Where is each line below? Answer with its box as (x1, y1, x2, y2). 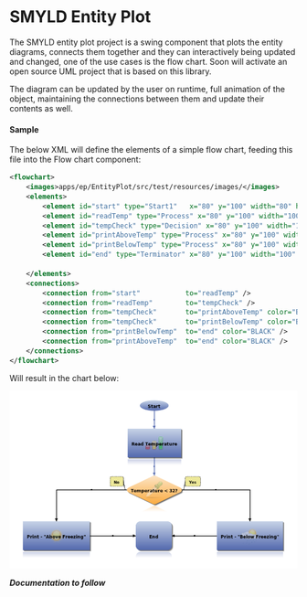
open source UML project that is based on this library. (9, 66, 212, 77)
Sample (9, 123, 39, 134)
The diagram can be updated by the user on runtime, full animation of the (9, 83, 286, 94)
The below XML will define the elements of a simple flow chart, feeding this (9, 144, 293, 155)
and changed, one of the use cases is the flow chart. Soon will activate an (9, 56, 288, 67)
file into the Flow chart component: (9, 154, 142, 165)
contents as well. (9, 102, 73, 113)
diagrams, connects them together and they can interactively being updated (9, 46, 296, 57)
